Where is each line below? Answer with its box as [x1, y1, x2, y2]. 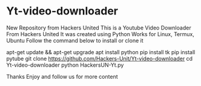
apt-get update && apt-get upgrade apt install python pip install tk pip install [6, 48, 196, 55]
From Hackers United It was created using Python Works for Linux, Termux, [6, 30, 195, 37]
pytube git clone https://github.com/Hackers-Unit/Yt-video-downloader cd [6, 55, 193, 62]
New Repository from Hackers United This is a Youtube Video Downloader [6, 24, 192, 31]
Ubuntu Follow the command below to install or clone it [6, 37, 143, 44]
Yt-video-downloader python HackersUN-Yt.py [6, 61, 124, 69]
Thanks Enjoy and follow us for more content [6, 73, 118, 80]
